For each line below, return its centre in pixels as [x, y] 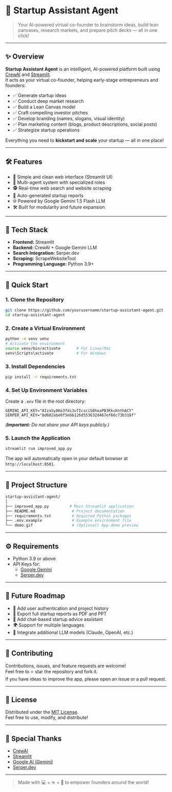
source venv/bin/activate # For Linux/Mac [58, 348]
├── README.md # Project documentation [65, 511]
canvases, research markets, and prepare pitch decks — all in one [88, 30]
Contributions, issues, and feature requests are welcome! [66, 666]
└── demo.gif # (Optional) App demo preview [72, 525]
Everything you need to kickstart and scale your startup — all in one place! [85, 140]
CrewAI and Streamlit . [28, 74]
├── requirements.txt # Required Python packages [68, 516]
